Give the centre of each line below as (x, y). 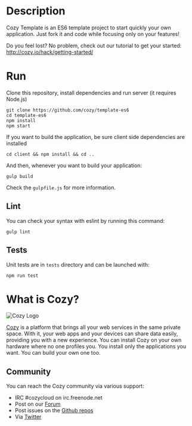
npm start (18, 126)
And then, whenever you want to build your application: (74, 165)
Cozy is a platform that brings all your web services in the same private (93, 327)
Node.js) (17, 99)
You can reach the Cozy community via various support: (75, 386)
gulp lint (18, 232)
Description (36, 11)
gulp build (20, 176)
